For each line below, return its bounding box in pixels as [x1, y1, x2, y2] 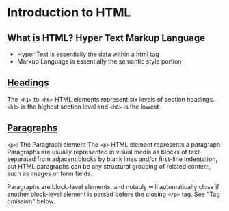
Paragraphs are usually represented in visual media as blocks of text [7, 147, 200, 156]
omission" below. [7, 197, 56, 206]
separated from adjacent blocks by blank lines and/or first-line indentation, [7, 155, 217, 163]
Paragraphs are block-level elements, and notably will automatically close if [7, 182, 220, 191]
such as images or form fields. [7, 169, 93, 178]
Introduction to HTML [7, 5, 131, 20]
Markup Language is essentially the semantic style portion [16, 57, 182, 66]
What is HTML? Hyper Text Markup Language [7, 32, 205, 44]
